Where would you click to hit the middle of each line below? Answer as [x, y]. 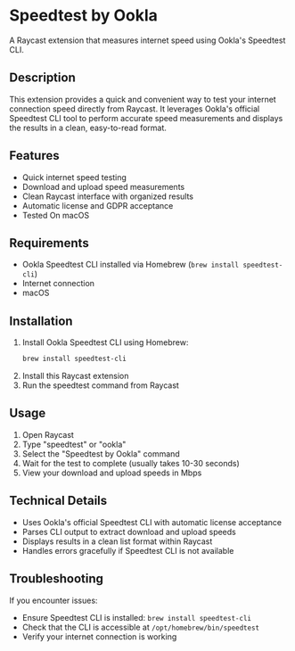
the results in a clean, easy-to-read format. [88, 128]
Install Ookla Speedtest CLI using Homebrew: [105, 342]
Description [42, 78]
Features [34, 156]
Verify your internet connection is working [99, 636]
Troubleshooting [57, 579]
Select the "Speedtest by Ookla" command [101, 453]
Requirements [49, 243]
